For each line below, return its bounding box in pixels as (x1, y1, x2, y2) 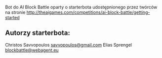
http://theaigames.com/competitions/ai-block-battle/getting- (26, 9, 150, 15)
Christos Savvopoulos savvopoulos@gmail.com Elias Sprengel (5, 42, 132, 48)
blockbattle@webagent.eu (5, 47, 59, 53)
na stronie (5, 9, 26, 15)
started (5, 15, 20, 20)
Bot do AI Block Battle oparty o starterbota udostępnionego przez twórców (5, 4, 158, 10)
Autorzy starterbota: (5, 29, 71, 37)
